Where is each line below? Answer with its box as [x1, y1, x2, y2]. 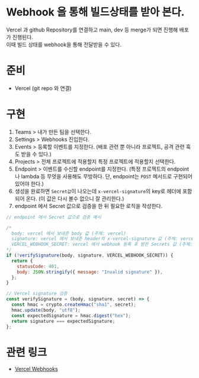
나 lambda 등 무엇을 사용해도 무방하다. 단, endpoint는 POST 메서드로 [14, 172, 172, 180]
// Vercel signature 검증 [6, 291, 68, 297]
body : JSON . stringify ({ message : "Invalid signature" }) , [17, 269, 163, 275]
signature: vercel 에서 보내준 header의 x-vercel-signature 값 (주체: [11, 236, 178, 242]
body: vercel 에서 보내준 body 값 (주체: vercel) [11, 230, 126, 236]
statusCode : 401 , [17, 263, 60, 270]
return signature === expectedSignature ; [11, 318, 115, 324]
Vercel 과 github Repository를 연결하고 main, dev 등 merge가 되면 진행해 [6, 26, 178, 33]
